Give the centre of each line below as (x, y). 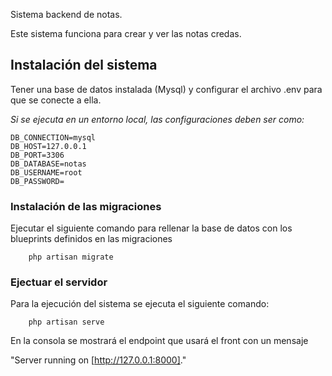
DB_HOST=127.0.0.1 (48, 146)
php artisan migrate (71, 257)
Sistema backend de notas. (66, 14)
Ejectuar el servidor (59, 282)
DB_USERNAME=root (46, 172)
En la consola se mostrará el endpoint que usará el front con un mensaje (159, 341)
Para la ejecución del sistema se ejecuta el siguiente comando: (140, 304)
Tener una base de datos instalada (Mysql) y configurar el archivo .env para (166, 89)
